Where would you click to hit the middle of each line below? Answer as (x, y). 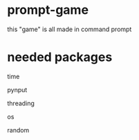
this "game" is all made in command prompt (69, 29)
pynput (17, 89)
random (18, 130)
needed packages (60, 57)
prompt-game (48, 10)
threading (21, 103)
